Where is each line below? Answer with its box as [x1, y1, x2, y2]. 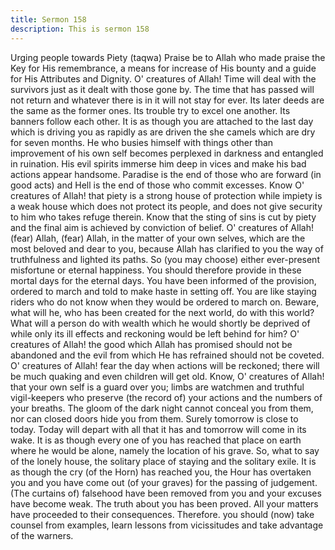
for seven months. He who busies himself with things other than [10, 136, 274, 148]
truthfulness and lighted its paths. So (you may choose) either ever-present [10, 253, 320, 265]
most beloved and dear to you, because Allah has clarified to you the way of [10, 242, 324, 255]
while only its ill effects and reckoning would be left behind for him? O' [10, 327, 300, 340]
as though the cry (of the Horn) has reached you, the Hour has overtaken [10, 466, 312, 478]
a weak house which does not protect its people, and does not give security [10, 200, 323, 212]
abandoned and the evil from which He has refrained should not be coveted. [10, 349, 325, 361]
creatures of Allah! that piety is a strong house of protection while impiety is [10, 189, 323, 201]
